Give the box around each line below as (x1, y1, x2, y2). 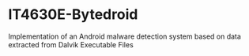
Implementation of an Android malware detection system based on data (8, 32, 241, 41)
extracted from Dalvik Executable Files (8, 39, 134, 49)
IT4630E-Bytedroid (8, 6, 138, 24)
